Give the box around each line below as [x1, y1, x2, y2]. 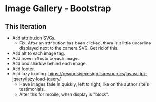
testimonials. [19, 87, 45, 92]
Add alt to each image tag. [12, 50, 65, 56]
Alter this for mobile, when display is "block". [19, 91, 109, 97]
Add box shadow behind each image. [12, 61, 87, 66]
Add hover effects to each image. [12, 56, 79, 61]
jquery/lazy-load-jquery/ [12, 76, 61, 82]
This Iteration [5, 22, 47, 30]
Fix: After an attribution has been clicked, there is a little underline [19, 40, 151, 46]
